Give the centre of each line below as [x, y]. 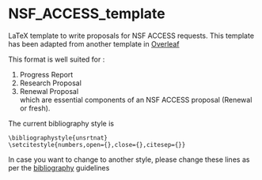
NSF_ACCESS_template [87, 14]
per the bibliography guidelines [59, 167]
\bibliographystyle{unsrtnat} [58, 138]
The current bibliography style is [61, 123]
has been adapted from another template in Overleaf [94, 43]
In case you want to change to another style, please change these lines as [129, 159]
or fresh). [35, 108]
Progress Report [46, 74]
